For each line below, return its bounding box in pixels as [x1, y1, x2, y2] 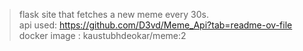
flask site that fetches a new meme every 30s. [18, 9, 209, 20]
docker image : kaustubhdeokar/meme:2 [18, 30, 187, 41]
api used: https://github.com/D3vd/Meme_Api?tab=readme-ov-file [18, 19, 293, 31]
